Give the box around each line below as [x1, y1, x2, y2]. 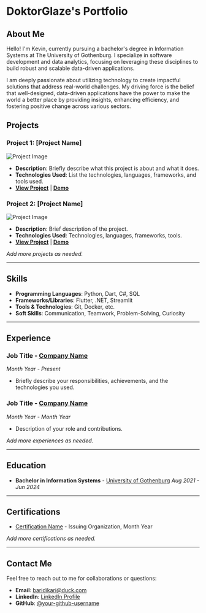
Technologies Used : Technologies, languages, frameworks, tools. [15, 231, 182, 239]
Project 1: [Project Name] [6, 139, 82, 147]
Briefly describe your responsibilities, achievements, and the [15, 377, 169, 385]
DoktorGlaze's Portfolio [6, 4, 128, 18]
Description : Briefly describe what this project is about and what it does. [15, 164, 199, 172]
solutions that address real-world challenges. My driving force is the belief [6, 83, 194, 90]
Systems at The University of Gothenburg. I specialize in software [6, 52, 172, 59]
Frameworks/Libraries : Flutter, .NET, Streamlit [15, 296, 133, 304]
